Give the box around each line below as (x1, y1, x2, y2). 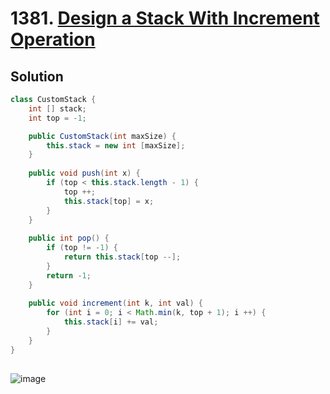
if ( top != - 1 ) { (46, 243, 118, 253)
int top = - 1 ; (28, 113, 87, 123)
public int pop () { (28, 233, 110, 244)
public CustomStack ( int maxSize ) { (28, 131, 177, 141)
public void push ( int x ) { (28, 168, 141, 179)
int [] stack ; (28, 103, 87, 114)
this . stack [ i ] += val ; (63, 317, 159, 327)
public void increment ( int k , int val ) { (28, 298, 203, 309)
